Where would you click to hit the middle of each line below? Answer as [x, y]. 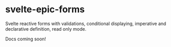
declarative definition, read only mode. [46, 29]
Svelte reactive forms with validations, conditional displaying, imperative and [86, 24]
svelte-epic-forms [45, 9]
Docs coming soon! [26, 39]
